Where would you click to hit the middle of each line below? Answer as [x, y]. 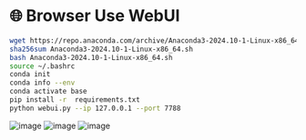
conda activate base [49, 92]
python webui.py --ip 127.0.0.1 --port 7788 [95, 108]
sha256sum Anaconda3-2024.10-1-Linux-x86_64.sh [102, 49]
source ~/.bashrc [42, 66]
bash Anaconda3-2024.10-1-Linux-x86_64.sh [91, 57]
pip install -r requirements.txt [75, 100]
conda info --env [42, 83]
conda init [30, 75]
